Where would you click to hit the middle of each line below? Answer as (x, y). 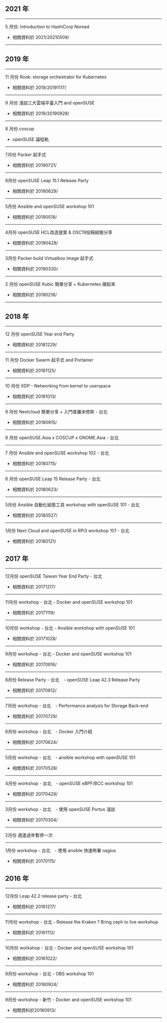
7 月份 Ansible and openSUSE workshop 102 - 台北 (57, 453)
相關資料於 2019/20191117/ (39, 87)
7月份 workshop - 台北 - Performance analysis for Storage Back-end (77, 706)
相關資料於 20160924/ (35, 985)
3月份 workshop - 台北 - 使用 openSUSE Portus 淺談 (60, 809)
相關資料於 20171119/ (34, 613)
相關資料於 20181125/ (34, 370)
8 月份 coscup (20, 128)
